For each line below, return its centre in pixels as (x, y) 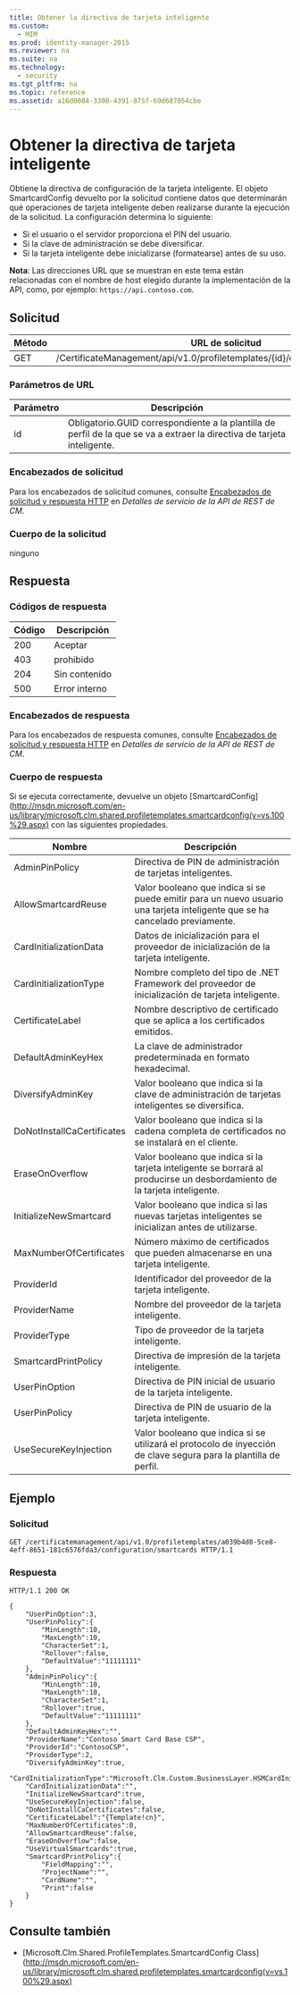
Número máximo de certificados (202, 1242)
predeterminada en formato (192, 1057)
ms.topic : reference (48, 92)
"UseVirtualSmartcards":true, (82, 1849)
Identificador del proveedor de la (203, 1279)
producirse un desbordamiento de (206, 1179)
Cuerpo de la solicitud (58, 534)
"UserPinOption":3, (62, 1614)
